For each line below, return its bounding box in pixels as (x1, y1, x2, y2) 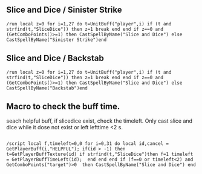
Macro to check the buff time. (6, 101, 120, 112)
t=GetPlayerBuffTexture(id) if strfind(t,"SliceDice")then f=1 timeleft (6, 151, 194, 158)
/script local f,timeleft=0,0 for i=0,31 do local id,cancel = (6, 141, 169, 147)
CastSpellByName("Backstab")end (6, 85, 88, 91)
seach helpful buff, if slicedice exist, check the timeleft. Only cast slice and (6, 117, 192, 124)
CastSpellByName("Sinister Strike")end (6, 36, 107, 43)
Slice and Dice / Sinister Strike (6, 5, 122, 15)
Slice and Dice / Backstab (6, 53, 104, 63)
